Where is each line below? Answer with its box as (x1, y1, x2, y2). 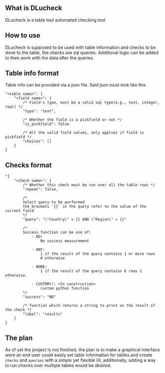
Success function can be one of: (23, 230, 92, 235)
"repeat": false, (23, 187, 58, 192)
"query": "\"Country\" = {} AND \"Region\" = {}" (23, 217, 127, 222)
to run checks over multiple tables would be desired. (5, 363, 112, 369)
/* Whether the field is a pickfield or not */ (23, 118, 122, 123)
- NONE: (31, 264, 48, 270)
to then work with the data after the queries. (5, 55, 95, 61)
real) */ (5, 104, 23, 110)
